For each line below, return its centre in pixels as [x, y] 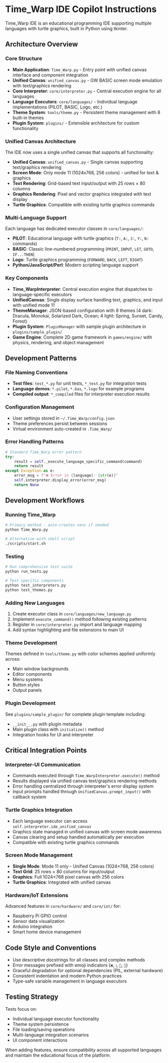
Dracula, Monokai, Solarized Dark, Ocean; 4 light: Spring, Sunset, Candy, [88, 315]
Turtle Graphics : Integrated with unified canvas [62, 882]
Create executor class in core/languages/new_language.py [72, 613]
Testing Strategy [32, 997]
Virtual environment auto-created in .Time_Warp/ [62, 429]
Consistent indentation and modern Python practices [67, 976]
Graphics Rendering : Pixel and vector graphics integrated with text [82, 194]
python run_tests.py [27, 572]
